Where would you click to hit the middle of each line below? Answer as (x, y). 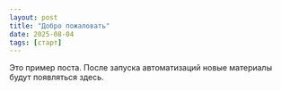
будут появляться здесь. (57, 78)
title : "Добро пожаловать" (60, 26)
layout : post (34, 17)
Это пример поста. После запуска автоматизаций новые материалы (140, 68)
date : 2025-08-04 (42, 34)
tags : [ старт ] (36, 42)
